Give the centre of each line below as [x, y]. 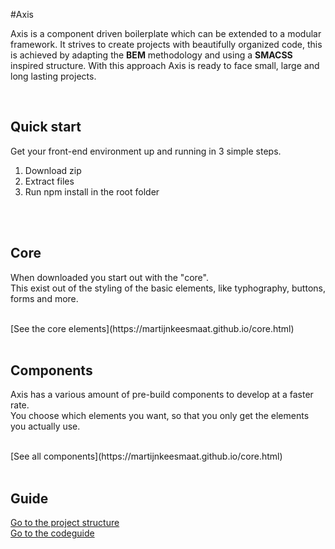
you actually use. [45, 426]
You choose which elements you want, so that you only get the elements [160, 416]
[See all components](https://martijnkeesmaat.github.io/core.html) [146, 456]
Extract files [49, 181]
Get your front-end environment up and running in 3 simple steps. [146, 151]
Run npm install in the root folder [92, 191]
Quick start [46, 127]
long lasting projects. [53, 76]
